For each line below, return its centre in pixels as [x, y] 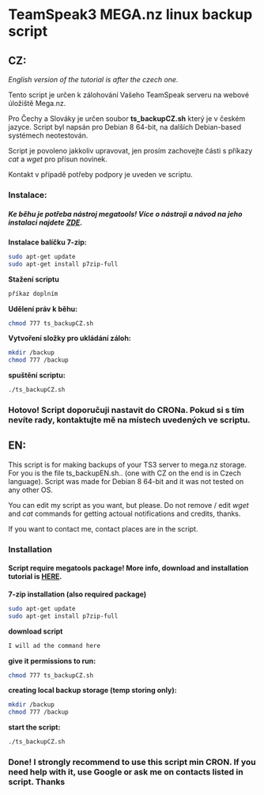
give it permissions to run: [52, 661]
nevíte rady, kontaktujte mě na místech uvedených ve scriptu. [129, 419]
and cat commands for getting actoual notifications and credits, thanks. [124, 513]
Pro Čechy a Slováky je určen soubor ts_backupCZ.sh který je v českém [127, 119]
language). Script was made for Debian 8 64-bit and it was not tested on [126, 481]
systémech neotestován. [48, 135]
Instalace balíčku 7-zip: [47, 242]
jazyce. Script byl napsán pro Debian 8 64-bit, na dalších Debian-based [125, 127]
